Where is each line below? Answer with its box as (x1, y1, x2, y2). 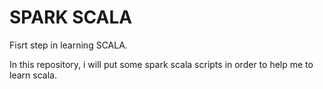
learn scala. (9, 69, 57, 81)
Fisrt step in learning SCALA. (9, 39, 128, 51)
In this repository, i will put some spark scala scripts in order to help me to (9, 58, 314, 70)
